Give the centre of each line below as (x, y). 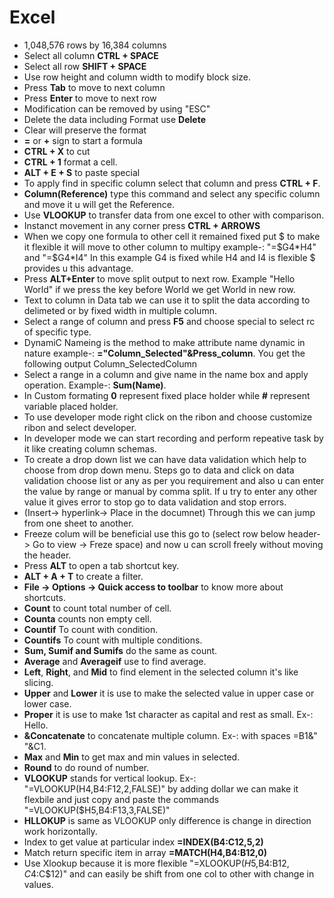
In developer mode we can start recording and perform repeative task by (173, 438)
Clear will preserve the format (85, 130)
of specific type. (57, 332)
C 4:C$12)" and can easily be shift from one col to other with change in (169, 873)
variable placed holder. (71, 406)
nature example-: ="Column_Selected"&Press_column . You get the (164, 353)
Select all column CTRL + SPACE (91, 55)
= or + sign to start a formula (83, 140)
